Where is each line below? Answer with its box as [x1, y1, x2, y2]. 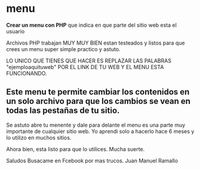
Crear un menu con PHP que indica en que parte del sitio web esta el [6, 21, 177, 29]
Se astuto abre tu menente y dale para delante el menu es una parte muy [6, 121, 186, 128]
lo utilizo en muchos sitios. [6, 134, 72, 141]
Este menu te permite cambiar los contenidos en [6, 87, 190, 97]
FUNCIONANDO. [6, 70, 47, 77]
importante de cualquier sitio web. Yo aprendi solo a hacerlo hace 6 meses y [6, 127, 195, 135]
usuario [6, 27, 25, 34]
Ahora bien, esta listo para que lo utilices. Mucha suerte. [6, 145, 145, 153]
